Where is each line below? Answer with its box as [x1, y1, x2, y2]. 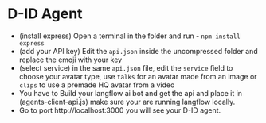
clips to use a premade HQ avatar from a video [18, 80, 175, 90]
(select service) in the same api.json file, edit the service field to [18, 63, 233, 72]
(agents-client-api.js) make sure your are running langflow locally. [18, 97, 236, 106]
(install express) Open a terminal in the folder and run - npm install [18, 31, 241, 40]
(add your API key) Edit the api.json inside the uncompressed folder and [18, 46, 258, 56]
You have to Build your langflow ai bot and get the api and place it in [18, 88, 243, 98]
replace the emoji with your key [18, 55, 123, 64]
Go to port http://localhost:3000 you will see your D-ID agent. [18, 105, 221, 115]
